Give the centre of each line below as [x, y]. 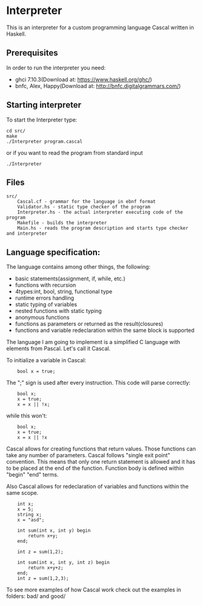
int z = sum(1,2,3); [43, 579]
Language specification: [53, 252]
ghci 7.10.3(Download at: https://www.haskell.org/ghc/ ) [84, 79]
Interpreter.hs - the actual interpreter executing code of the [100, 212]
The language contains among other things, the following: [78, 267]
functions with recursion [45, 285]
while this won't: [27, 416]
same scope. [22, 493]
